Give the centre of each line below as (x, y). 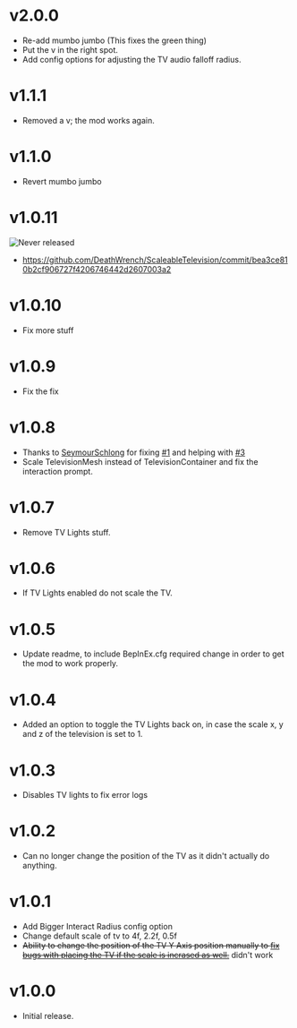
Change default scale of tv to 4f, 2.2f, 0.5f (99, 936)
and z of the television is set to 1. (82, 734)
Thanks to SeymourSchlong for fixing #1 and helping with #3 (134, 452)
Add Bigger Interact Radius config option (97, 927)
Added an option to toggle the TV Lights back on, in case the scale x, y (153, 724)
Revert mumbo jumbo (62, 181)
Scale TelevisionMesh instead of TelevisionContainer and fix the (140, 461)
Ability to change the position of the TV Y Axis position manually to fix (151, 946)
